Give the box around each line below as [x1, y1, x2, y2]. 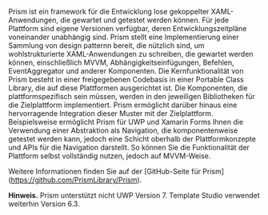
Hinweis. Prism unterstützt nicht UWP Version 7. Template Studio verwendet [8, 191, 260, 200]
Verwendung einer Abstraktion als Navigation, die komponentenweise [8, 125, 238, 135]
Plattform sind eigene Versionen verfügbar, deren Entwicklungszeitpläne [8, 24, 247, 33]
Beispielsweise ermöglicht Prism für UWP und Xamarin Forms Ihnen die [8, 117, 244, 126]
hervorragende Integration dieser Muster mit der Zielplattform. [8, 109, 214, 118]
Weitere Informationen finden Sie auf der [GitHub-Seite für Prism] [8, 167, 225, 176]
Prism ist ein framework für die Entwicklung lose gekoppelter [8, 7, 210, 16]
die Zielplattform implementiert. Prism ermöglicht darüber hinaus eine [8, 100, 238, 109]
